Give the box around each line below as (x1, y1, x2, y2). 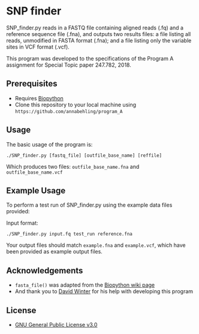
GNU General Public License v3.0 (14, 321, 98, 328)
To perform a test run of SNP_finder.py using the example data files (6, 201, 173, 208)
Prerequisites (6, 79, 58, 89)
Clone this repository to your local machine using (14, 101, 137, 108)
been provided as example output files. (6, 248, 103, 255)
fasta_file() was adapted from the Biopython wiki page (14, 281, 155, 289)
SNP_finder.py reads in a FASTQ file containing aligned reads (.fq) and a (6, 24, 184, 31)
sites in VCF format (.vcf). (6, 43, 70, 50)
